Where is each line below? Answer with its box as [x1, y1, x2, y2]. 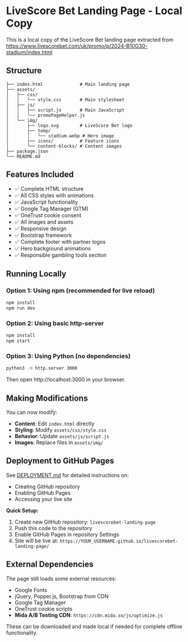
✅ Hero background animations [14, 244, 91, 251]
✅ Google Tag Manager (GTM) [14, 205, 89, 212]
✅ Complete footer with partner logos [14, 238, 106, 245]
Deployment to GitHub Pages [6, 456, 115, 466]
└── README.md [6, 153, 41, 160]
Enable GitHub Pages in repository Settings [14, 531, 119, 538]
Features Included [6, 170, 74, 180]
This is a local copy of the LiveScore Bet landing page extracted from [6, 36, 174, 43]
